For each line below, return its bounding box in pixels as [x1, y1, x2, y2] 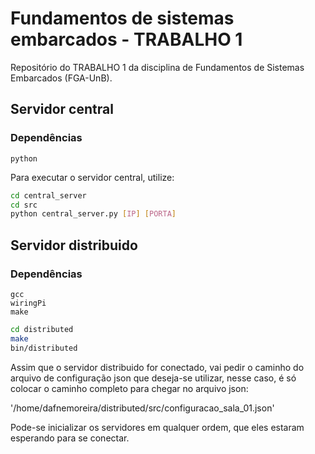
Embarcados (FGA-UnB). [10, 72, 113, 84]
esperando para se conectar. [10, 432, 130, 444]
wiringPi [10, 298, 47, 308]
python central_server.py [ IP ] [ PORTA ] [10, 209, 177, 219]
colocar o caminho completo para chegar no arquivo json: [10, 382, 249, 394]
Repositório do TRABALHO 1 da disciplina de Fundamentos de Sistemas [10, 61, 305, 73]
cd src [10, 200, 38, 210]
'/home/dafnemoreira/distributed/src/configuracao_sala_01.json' [10, 402, 275, 414]
